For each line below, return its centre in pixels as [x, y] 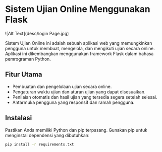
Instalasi [19, 118]
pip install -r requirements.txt [40, 144]
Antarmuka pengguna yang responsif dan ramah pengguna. [73, 102]
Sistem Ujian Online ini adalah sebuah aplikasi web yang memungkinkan [79, 43]
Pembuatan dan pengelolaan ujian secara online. [62, 86]
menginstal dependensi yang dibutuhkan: [47, 135]
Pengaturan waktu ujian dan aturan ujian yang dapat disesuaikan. [79, 92]
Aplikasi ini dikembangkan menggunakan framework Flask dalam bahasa [79, 54]
